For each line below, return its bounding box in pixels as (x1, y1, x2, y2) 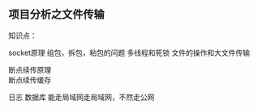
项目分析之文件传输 (8, 7, 105, 22)
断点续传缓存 (8, 75, 51, 85)
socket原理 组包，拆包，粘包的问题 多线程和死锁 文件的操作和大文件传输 (8, 48, 250, 57)
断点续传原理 (8, 65, 51, 74)
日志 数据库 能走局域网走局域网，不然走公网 (8, 92, 155, 102)
